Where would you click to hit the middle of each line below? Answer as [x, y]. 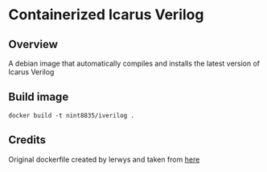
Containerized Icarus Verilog [106, 15]
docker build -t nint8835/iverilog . [72, 115]
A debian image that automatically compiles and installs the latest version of [134, 63]
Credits [27, 140]
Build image [39, 97]
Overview [33, 44]
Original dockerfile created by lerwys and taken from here [104, 159]
